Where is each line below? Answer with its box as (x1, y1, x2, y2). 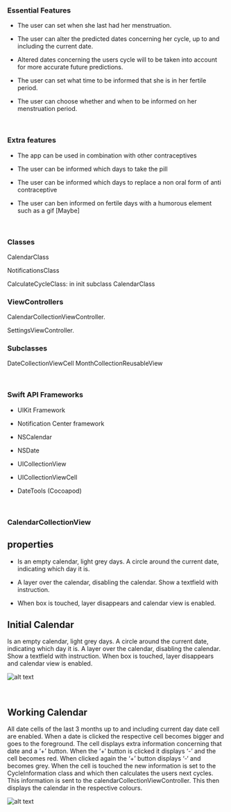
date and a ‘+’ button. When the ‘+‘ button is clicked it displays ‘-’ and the (7, 747, 216, 755)
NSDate (17, 446, 40, 455)
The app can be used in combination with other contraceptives (17, 151, 197, 160)
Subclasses (7, 344, 47, 353)
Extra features (7, 135, 57, 145)
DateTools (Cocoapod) (17, 487, 82, 495)
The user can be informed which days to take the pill (17, 164, 168, 173)
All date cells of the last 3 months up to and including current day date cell (7, 725, 220, 734)
